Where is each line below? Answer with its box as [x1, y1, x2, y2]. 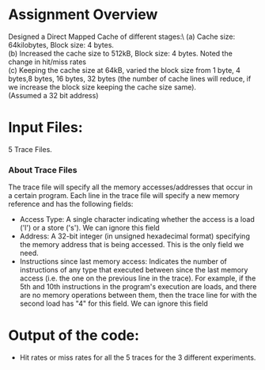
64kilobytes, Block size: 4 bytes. [8, 40, 115, 49]
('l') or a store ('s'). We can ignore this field [19, 223, 160, 233]
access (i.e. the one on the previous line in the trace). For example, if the [19, 273, 256, 283]
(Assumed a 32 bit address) [8, 90, 99, 100]
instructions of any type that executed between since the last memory [19, 265, 248, 275]
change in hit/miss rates [8, 57, 87, 67]
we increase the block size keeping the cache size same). [8, 82, 196, 92]
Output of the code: [8, 326, 140, 345]
